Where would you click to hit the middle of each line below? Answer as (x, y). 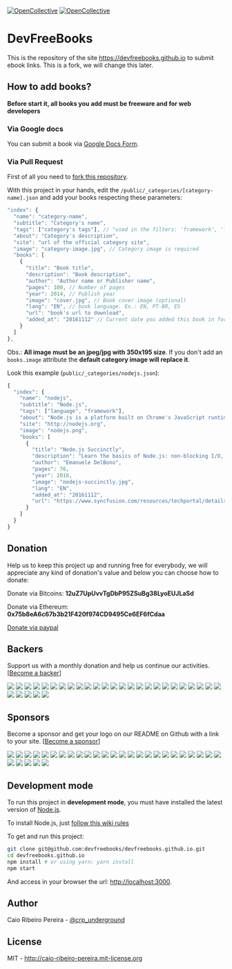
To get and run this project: (46, 836)
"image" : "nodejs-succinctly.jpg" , (83, 482)
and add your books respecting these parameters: (111, 198)
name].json (23, 198)
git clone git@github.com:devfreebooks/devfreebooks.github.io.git (106, 849)
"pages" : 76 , (51, 469)
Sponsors (28, 717)
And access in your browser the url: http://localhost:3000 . (90, 881)
